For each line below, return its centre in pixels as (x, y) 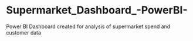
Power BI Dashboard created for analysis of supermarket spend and (88, 26)
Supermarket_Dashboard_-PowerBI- (97, 10)
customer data (24, 32)
